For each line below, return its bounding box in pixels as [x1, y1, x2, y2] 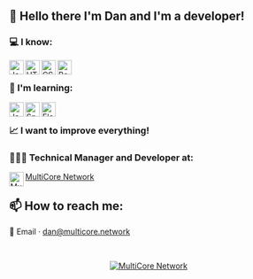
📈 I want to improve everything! [9, 124, 150, 136]
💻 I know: [9, 36, 53, 49]
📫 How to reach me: [9, 198, 124, 213]
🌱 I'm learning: [9, 81, 73, 94]
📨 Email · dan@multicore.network [9, 227, 131, 237]
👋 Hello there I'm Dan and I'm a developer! [9, 9, 245, 24]
